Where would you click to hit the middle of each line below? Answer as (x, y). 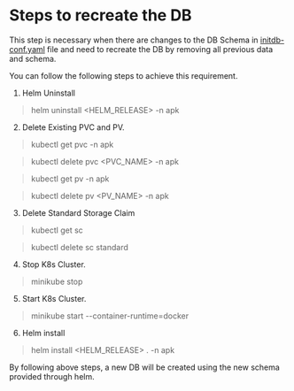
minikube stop (57, 281)
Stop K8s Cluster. (54, 264)
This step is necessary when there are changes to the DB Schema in (134, 40)
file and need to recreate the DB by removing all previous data (160, 49)
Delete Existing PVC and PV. (73, 127)
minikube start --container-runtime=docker (109, 316)
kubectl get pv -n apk (70, 179)
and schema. (33, 58)
